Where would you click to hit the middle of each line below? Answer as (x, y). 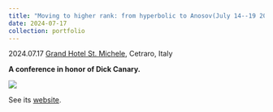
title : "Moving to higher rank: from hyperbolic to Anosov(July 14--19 (132, 16)
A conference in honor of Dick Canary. (74, 69)
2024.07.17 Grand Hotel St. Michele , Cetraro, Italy (91, 54)
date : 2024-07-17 (38, 23)
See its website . (35, 100)
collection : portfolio (47, 31)
